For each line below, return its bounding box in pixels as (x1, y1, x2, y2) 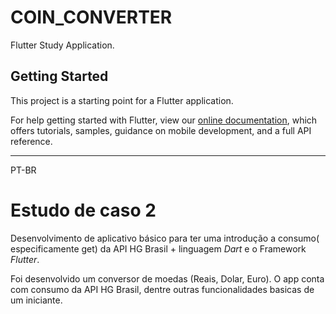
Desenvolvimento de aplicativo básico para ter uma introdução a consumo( (10, 232, 320, 244)
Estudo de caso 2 (10, 199, 157, 221)
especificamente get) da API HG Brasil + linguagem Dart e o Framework (10, 242, 307, 255)
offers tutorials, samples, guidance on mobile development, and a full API (10, 124, 312, 136)
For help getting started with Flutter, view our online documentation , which (10, 114, 318, 126)
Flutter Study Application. (10, 39, 115, 51)
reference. (10, 135, 53, 147)
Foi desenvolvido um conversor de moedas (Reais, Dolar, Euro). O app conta (10, 272, 325, 285)
